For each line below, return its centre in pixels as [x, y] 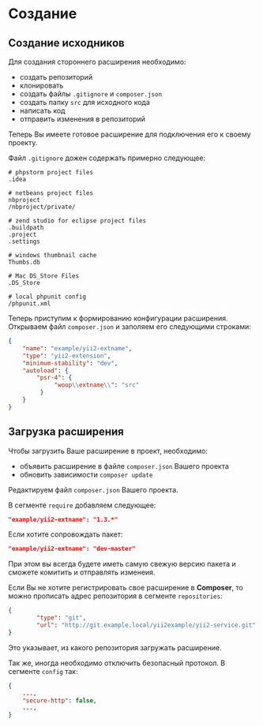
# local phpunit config [47, 297]
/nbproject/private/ [42, 207]
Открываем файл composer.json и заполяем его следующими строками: [130, 327]
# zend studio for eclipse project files [77, 221]
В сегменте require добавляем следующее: [82, 505]
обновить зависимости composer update [86, 474]
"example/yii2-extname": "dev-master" [72, 549]
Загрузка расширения [66, 432]
